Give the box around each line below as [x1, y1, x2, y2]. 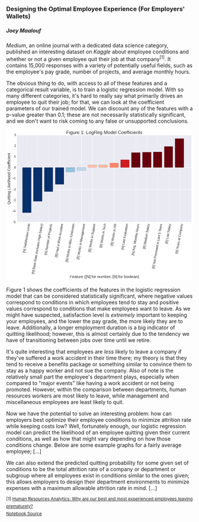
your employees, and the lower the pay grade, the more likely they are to [6, 318, 184, 325]
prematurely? [6, 504, 33, 510]
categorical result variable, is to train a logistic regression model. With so [6, 85, 184, 93]
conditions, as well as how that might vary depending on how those [6, 435, 171, 443]
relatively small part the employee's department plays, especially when [6, 373, 179, 381]
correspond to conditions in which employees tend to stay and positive [6, 299, 179, 306]
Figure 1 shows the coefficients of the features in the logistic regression [6, 287, 181, 294]
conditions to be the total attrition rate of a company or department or [6, 466, 176, 473]
